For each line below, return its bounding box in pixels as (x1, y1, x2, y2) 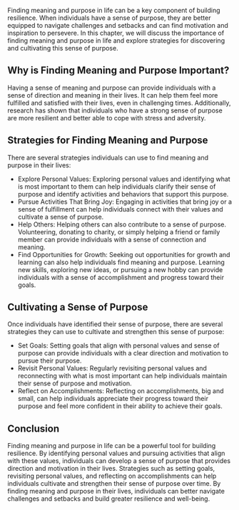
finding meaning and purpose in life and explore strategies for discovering (7, 36, 225, 45)
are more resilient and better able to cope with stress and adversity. (7, 113, 206, 122)
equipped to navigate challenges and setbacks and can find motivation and (7, 21, 228, 29)
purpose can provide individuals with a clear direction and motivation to (17, 349, 229, 358)
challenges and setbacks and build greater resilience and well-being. (7, 494, 210, 503)
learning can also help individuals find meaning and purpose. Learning (17, 258, 225, 266)
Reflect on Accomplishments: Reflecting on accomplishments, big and (17, 387, 224, 395)
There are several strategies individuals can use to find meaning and (7, 153, 209, 162)
